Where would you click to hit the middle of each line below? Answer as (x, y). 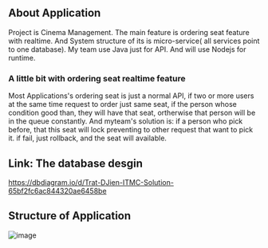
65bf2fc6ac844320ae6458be (57, 191)
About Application (55, 13)
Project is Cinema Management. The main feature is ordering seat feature (129, 32)
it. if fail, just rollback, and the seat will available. (88, 138)
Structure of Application (70, 216)
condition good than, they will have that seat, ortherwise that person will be (132, 113)
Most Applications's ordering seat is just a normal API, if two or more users (131, 96)
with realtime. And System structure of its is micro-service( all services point (134, 41)
